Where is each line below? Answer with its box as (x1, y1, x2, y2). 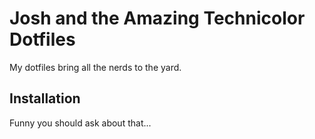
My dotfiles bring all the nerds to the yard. (9, 61, 182, 73)
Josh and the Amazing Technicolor (9, 7, 306, 30)
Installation (9, 90, 81, 107)
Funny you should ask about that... (9, 117, 152, 129)
